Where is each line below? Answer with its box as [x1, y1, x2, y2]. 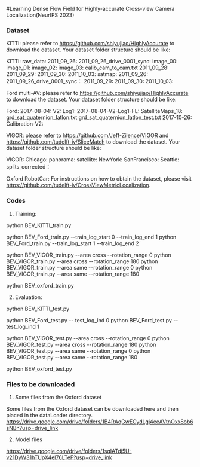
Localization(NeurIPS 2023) [6, 11, 75, 19]
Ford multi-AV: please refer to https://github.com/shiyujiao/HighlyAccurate [6, 90, 189, 97]
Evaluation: [14, 293, 43, 301]
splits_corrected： [6, 163, 51, 170]
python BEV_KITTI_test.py [6, 305, 70, 312]
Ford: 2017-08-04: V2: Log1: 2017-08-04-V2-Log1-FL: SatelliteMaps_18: [6, 108, 183, 115]
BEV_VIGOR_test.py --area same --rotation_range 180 [6, 353, 138, 361]
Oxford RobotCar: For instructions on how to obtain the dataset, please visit [6, 175, 192, 182]
